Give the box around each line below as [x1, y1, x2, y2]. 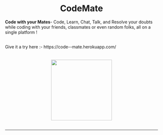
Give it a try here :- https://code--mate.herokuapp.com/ [5, 44, 116, 50]
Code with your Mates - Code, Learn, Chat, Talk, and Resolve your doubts [5, 19, 153, 25]
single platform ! [5, 29, 38, 35]
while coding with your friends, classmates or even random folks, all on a [5, 24, 151, 30]
